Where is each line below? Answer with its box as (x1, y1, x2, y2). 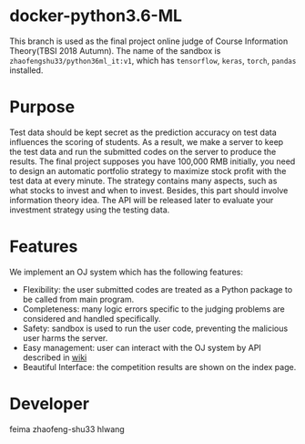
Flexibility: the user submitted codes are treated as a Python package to (22, 284, 293, 294)
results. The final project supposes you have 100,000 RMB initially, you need (9, 156, 296, 167)
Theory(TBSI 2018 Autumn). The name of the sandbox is (9, 45, 221, 56)
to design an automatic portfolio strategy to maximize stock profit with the (9, 165, 287, 176)
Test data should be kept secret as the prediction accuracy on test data (9, 127, 278, 138)
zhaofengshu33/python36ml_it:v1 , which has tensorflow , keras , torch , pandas (9, 55, 297, 66)
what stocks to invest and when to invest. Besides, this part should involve (9, 184, 289, 196)
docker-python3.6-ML (9, 5, 183, 26)
